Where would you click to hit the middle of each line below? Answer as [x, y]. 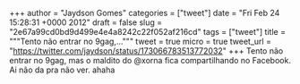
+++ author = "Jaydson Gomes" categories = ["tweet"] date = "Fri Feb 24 [145, 13]
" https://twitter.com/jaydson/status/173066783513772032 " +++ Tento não [146, 51]
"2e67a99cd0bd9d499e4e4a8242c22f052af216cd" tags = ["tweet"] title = [148, 32]
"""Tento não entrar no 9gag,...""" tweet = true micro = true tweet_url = [140, 41]
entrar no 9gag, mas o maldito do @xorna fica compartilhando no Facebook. [150, 60]
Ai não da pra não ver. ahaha [62, 70]
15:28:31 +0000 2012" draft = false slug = [86, 22]
